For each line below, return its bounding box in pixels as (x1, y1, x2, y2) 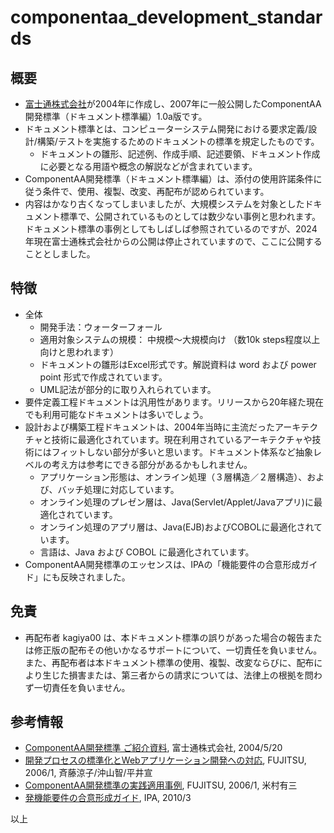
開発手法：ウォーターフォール (39, 321, 163, 333)
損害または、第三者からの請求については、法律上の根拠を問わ (68, 669, 323, 681)
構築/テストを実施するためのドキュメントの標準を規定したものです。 (36, 136, 320, 147)
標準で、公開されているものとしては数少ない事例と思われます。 (59, 211, 322, 222)
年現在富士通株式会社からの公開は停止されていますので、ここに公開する (24, 236, 323, 247)
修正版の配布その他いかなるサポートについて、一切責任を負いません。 (33, 644, 323, 656)
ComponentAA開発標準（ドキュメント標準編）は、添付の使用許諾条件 (24, 173, 314, 185)
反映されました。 (59, 571, 131, 583)
